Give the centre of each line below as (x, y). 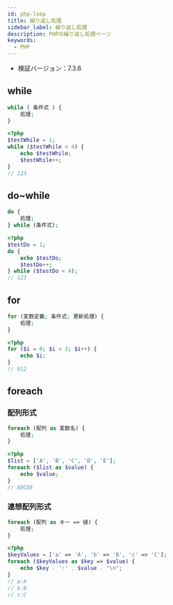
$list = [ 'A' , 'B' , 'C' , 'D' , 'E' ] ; (62, 461)
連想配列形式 (30, 507)
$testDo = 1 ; (27, 244)
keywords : (22, 41)
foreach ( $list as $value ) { (51, 467)
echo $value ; (40, 474)
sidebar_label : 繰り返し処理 (47, 27)
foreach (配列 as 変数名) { (46, 428)
